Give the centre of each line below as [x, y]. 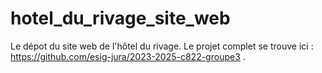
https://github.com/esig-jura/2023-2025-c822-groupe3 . [128, 56]
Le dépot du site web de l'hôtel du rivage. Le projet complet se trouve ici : [162, 46]
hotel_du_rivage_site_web [120, 18]
